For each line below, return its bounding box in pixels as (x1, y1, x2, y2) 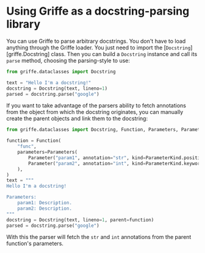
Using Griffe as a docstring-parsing (6, 4, 190, 18)
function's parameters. (6, 240, 64, 248)
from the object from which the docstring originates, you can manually (6, 109, 184, 116)
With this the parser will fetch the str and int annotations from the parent (6, 233, 192, 241)
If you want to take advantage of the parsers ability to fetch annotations (6, 102, 187, 109)
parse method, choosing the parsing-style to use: (6, 57, 130, 64)
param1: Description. (17, 200, 72, 206)
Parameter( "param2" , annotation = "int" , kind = (28, 160, 146, 166)
